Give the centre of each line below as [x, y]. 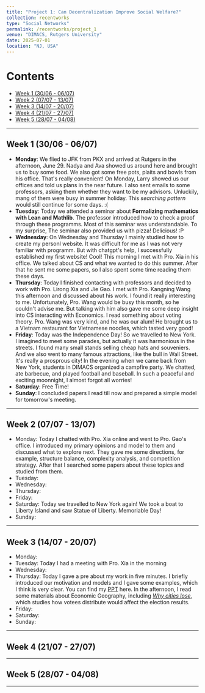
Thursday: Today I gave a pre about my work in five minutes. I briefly [101, 576]
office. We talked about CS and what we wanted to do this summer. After [106, 263]
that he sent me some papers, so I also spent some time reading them [103, 269]
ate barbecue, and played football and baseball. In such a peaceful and [104, 373]
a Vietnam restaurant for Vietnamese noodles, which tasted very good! [104, 328]
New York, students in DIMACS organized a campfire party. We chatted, [106, 367]
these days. [30, 276]
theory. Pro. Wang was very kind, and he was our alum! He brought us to [106, 321]
